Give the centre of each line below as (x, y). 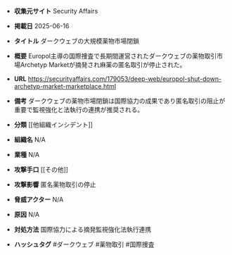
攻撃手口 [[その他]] (41, 169)
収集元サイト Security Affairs (56, 11)
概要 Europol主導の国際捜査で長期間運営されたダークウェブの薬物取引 (115, 56)
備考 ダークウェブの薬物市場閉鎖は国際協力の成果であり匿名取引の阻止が (120, 101)
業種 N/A (27, 155)
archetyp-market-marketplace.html (65, 86)
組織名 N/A (30, 139)
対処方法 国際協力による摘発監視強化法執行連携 (83, 229)
